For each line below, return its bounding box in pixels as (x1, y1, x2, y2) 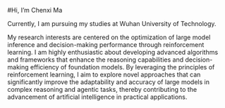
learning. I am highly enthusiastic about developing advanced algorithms (7, 48, 219, 56)
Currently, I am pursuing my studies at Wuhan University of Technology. (7, 20, 217, 27)
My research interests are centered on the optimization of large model (7, 33, 211, 41)
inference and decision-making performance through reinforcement (7, 41, 205, 48)
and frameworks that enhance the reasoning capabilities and (7, 55, 184, 64)
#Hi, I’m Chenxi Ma (7, 6, 63, 14)
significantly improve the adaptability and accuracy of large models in (7, 78, 210, 86)
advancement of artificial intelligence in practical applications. (7, 93, 188, 101)
